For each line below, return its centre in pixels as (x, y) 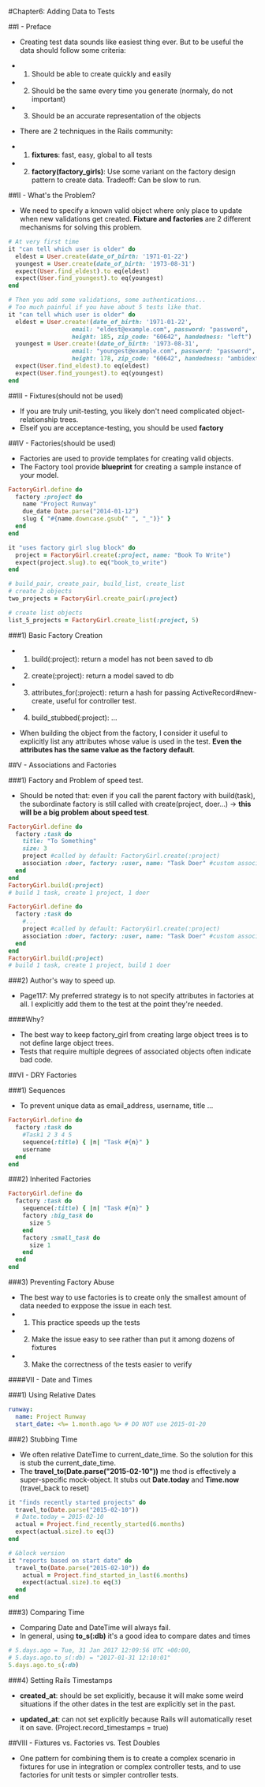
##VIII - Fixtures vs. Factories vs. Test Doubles (84, 1743)
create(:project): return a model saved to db (103, 675)
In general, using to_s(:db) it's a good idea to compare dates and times (135, 1636)
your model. (39, 475)
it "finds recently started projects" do (77, 1502)
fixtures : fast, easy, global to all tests (91, 155)
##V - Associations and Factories (62, 765)
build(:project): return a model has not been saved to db (122, 658)
